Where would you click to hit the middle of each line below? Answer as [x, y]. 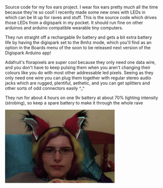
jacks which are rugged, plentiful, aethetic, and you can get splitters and [77, 83]
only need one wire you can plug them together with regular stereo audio [78, 78]
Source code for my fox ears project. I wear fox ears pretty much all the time [81, 7]
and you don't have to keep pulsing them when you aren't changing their [78, 67]
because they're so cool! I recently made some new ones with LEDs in [75, 12]
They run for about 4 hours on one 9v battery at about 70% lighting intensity [81, 98]
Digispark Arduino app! [28, 53]
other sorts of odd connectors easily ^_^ [45, 88]
